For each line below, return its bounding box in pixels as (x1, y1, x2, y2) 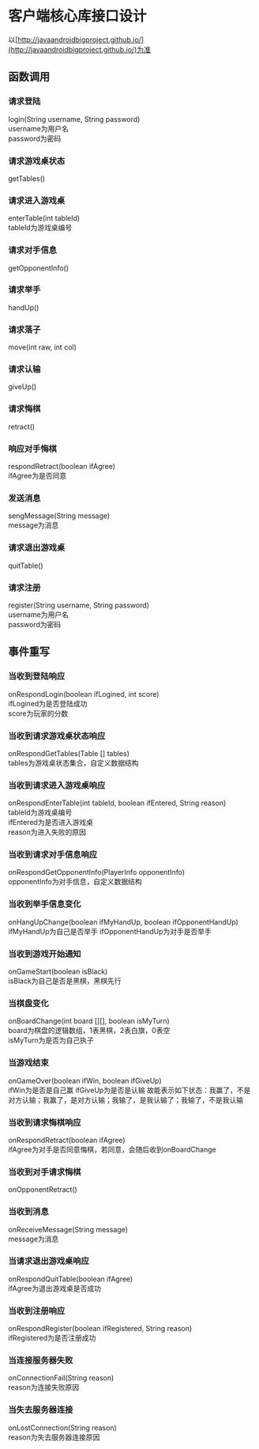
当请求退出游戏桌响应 (8, 1255, 89, 1266)
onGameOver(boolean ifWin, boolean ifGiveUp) (8, 1076, 162, 1085)
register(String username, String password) (8, 600, 150, 610)
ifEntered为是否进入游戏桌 (8, 818, 93, 827)
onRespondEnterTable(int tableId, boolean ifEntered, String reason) (8, 798, 227, 808)
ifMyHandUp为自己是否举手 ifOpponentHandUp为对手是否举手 (8, 926, 212, 936)
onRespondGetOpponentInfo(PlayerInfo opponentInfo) (8, 868, 186, 877)
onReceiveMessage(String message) (8, 1224, 129, 1234)
